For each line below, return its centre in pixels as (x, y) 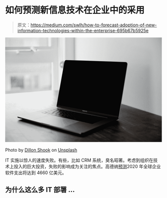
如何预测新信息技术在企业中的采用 (75, 10)
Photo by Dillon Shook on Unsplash (41, 150)
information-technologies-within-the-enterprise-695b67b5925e (83, 30)
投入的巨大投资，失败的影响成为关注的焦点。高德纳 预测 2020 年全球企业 (87, 166)
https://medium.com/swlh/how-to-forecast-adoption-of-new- (94, 25)
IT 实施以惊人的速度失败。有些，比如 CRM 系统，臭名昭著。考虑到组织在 (79, 160)
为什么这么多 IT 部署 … (40, 190)
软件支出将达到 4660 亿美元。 (36, 173)
